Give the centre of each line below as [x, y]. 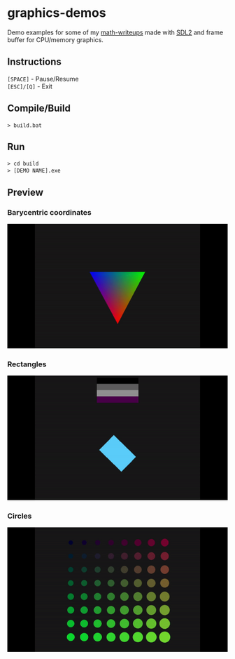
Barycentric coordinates [50, 212]
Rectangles [27, 364]
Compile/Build [39, 108]
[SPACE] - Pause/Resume [43, 79]
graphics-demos [57, 13]
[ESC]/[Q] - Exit [30, 86]
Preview [26, 192]
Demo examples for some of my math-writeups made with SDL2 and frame [115, 32]
